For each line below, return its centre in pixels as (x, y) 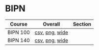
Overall (51, 24)
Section (82, 24)
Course (19, 24)
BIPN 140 (19, 40)
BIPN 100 (19, 32)
